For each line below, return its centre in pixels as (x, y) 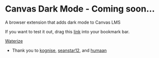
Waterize (14, 41)
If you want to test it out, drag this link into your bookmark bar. (67, 31)
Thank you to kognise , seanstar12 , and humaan (59, 50)
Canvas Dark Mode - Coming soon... (80, 9)
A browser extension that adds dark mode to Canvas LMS (63, 22)
